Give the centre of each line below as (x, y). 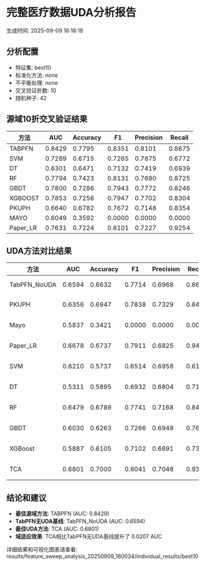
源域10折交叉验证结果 (47, 119)
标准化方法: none (36, 75)
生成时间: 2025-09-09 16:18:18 (45, 30)
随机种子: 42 (31, 98)
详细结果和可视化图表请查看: (42, 550)
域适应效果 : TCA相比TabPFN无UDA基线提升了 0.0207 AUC (88, 537)
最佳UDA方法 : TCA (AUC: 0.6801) (57, 529)
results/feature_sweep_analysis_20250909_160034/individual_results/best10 (103, 556)
